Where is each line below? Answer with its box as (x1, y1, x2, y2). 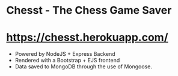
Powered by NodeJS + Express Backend (14, 50, 115, 58)
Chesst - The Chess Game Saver (6, 4, 172, 17)
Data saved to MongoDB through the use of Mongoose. (14, 63, 152, 70)
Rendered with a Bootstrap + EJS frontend (14, 57, 120, 64)
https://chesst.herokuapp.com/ (6, 31, 168, 45)
